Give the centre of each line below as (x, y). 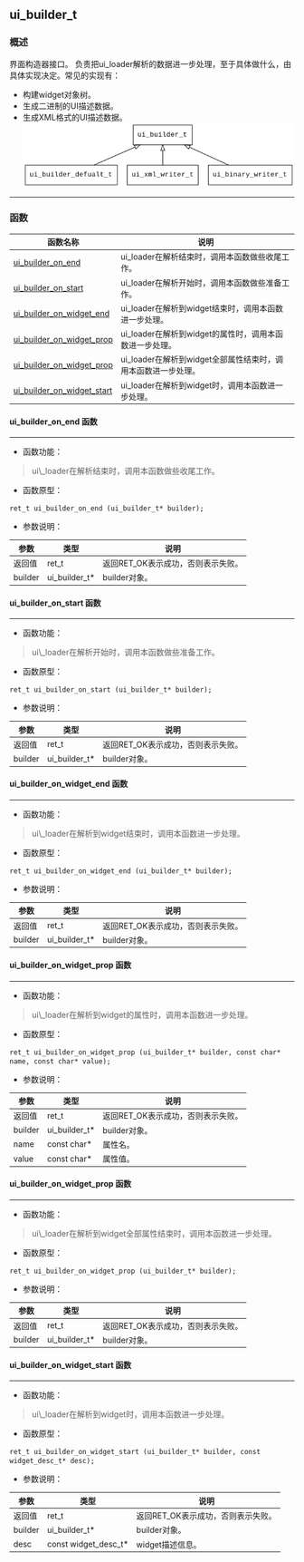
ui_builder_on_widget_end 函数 (69, 784)
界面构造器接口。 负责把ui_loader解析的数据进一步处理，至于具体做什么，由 (151, 63)
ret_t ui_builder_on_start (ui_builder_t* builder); (111, 690)
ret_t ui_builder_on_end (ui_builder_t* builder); (107, 509)
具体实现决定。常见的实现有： (65, 75)
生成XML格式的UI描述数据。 (75, 117)
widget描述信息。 (169, 1544)
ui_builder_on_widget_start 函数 (71, 1364)
